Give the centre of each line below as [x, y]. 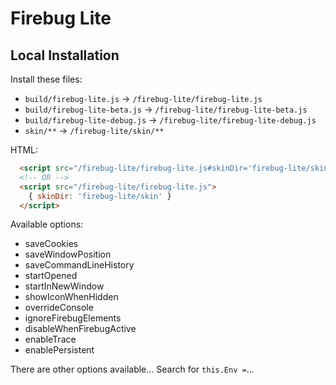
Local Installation [65, 55]
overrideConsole [59, 308]
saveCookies [51, 244]
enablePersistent [59, 350]
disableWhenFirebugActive [80, 329]
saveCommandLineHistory [79, 265]
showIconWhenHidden [71, 297]
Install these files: [46, 79]
